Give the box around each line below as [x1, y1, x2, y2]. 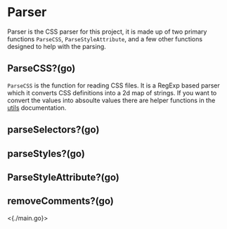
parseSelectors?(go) [7, 124, 100, 136]
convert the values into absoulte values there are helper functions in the [7, 96, 216, 104]
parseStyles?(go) [7, 148, 86, 160]
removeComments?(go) [7, 195, 114, 207]
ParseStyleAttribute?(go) [7, 171, 119, 183]
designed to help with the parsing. [7, 42, 107, 50]
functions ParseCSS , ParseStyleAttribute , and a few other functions [7, 34, 202, 43]
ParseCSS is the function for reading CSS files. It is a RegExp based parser [7, 81, 220, 90]
